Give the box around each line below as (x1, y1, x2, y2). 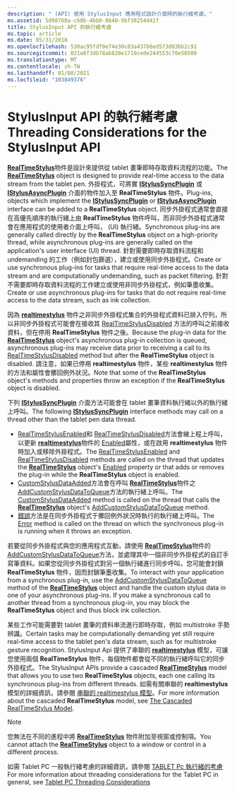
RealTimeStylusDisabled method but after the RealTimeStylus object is (7, 351, 215, 360)
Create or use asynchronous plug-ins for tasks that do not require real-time (7, 288, 226, 297)
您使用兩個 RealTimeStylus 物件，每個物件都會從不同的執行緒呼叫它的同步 (7, 654, 225, 663)
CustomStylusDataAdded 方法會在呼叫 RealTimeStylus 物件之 (17, 478, 196, 488)
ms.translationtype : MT (7, 57, 78, 64)
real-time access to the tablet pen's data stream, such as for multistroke (7, 638, 217, 646)
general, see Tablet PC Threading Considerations (7, 778, 150, 787)
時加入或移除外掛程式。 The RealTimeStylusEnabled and (17, 447, 181, 456)
